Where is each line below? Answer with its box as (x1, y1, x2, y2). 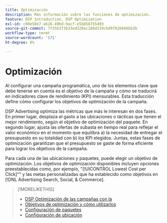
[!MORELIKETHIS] (17, 186, 54, 192)
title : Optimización (5, 7, 48, 13)
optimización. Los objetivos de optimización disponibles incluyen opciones (5, 160, 159, 166)
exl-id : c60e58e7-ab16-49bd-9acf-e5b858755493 (5, 21, 104, 27)
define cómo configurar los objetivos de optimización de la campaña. (5, 98, 148, 104)
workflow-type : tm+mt (5, 31, 50, 36)
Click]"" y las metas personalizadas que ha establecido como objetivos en (5, 171, 158, 177)
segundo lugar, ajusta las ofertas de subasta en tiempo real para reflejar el (5, 124, 158, 130)
